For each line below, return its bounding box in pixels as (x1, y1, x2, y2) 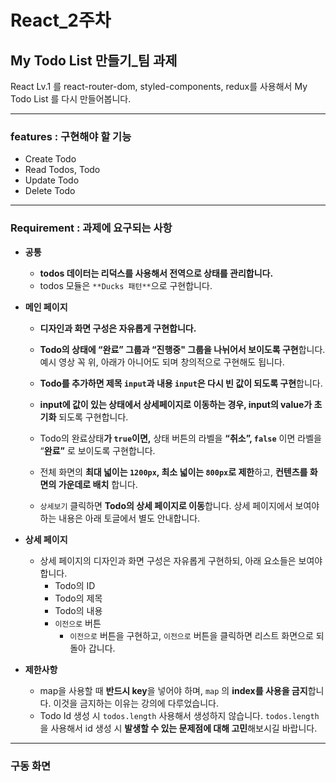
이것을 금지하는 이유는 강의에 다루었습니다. (53, 697, 219, 709)
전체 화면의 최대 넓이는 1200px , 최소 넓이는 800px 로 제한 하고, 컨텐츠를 (39, 466, 308, 478)
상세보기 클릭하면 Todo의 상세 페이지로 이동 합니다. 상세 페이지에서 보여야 (39, 499, 320, 511)
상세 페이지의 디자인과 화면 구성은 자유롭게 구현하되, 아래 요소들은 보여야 (39, 554, 323, 566)
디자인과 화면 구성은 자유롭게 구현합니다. (39, 322, 197, 334)
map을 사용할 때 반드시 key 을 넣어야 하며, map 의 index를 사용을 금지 (39, 684, 308, 696)
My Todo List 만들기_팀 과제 (10, 52, 178, 69)
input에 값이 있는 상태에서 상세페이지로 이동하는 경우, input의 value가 (39, 398, 313, 410)
